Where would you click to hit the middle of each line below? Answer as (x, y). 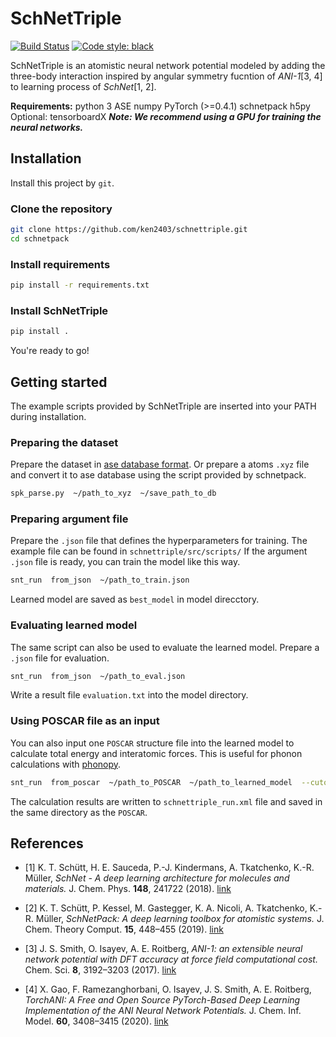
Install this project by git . (62, 183)
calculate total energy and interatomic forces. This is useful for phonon (156, 753)
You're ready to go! (50, 351)
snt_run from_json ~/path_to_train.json (100, 580)
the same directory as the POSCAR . (79, 812)
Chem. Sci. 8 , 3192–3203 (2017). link (100, 970)
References (47, 843)
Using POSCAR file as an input (85, 721)
